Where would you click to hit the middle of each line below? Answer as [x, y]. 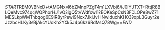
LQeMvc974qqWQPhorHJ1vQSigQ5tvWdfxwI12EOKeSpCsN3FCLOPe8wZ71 [82, 12]
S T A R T [12, 7]
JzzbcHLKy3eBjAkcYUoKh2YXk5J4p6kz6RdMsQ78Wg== [64, 22]
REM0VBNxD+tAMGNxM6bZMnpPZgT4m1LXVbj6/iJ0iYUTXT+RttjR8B [90, 7]
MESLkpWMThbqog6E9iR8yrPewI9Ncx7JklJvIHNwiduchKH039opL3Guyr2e [82, 17]
